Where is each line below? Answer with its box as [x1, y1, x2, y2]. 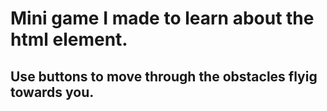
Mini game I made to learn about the [10, 7, 315, 30]
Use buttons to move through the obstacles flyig [10, 68, 318, 85]
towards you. [10, 83, 95, 101]
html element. [10, 28, 128, 51]
